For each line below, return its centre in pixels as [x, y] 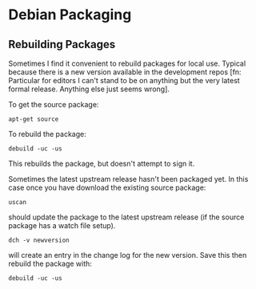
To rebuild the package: [47, 134]
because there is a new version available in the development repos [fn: [125, 72]
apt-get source [34, 119]
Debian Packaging [70, 15]
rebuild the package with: [50, 263]
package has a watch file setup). [62, 225]
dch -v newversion [39, 240]
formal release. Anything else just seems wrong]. [89, 89]
